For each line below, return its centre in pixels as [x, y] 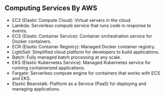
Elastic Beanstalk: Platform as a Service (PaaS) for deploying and [79, 84]
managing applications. [36, 89]
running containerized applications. [48, 68]
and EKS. [21, 78]
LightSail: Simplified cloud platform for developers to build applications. [86, 52]
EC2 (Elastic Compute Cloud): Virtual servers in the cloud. [72, 20]
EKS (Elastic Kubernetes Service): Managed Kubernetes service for [81, 62]
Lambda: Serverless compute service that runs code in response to [81, 25]
